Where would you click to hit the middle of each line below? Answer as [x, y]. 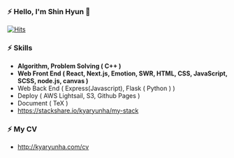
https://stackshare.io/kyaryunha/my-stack [78, 110]
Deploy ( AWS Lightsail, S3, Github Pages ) [79, 95]
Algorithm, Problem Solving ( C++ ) [69, 66]
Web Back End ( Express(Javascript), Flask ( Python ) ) [96, 88]
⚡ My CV [22, 129]
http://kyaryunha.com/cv [53, 147]
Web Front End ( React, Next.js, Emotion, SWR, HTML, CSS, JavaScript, [122, 73]
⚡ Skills [20, 48]
